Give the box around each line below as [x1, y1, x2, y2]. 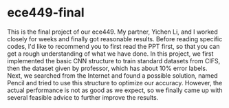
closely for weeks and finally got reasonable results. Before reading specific [7, 34, 223, 43]
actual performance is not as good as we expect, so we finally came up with [7, 86, 223, 94]
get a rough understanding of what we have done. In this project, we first [7, 50, 214, 58]
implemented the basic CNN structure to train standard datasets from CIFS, [7, 56, 221, 65]
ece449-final [7, 5, 85, 21]
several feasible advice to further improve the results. [7, 93, 159, 101]
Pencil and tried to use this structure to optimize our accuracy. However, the [7, 78, 223, 87]
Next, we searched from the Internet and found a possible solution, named [7, 71, 218, 80]
